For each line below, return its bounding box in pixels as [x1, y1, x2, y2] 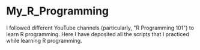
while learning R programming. [6, 37, 82, 44]
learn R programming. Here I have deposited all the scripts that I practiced [6, 30, 189, 37]
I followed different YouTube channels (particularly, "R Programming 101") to [6, 24, 194, 31]
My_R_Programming [6, 4, 109, 18]
